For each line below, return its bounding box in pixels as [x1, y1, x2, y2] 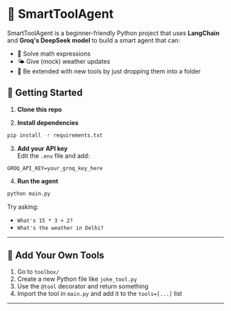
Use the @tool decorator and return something [16, 282, 149, 290]
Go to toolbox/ [16, 268, 60, 276]
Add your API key [16, 144, 68, 152]
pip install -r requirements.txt [7, 132, 103, 139]
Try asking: [7, 203, 39, 211]
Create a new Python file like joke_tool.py [16, 275, 137, 284]
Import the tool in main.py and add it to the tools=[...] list [16, 290, 182, 298]
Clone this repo [16, 105, 62, 113]
